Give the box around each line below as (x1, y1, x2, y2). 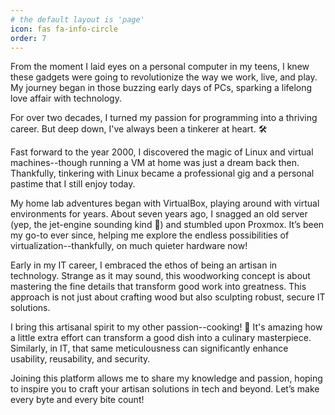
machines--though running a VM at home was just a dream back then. (10, 157, 300, 169)
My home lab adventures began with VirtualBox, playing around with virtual (10, 197, 320, 210)
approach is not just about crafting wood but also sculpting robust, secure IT (10, 291, 326, 303)
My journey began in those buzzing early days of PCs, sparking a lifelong (10, 82, 313, 94)
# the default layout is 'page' (10, 14, 145, 25)
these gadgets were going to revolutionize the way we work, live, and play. (10, 71, 318, 83)
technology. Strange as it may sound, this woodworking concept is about (10, 270, 311, 282)
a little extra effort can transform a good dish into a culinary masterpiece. (10, 332, 312, 344)
